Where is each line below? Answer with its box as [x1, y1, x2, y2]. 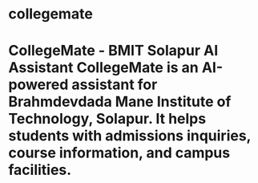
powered [8, 75, 69, 94]
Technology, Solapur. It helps [8, 110, 207, 128]
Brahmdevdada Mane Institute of [8, 93, 232, 111]
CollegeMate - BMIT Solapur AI [8, 42, 219, 60]
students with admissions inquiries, [8, 127, 251, 145]
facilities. [8, 161, 72, 179]
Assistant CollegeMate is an [8, 59, 199, 77]
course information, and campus [8, 144, 231, 162]
